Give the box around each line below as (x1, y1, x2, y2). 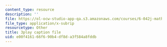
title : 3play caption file (5, 30, 61, 35)
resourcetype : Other (5, 25, 48, 30)
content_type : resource (5, 7, 55, 12)
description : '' (5, 12, 39, 17)
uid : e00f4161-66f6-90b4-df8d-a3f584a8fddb (5, 35, 97, 40)
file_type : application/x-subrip (5, 21, 75, 26)
